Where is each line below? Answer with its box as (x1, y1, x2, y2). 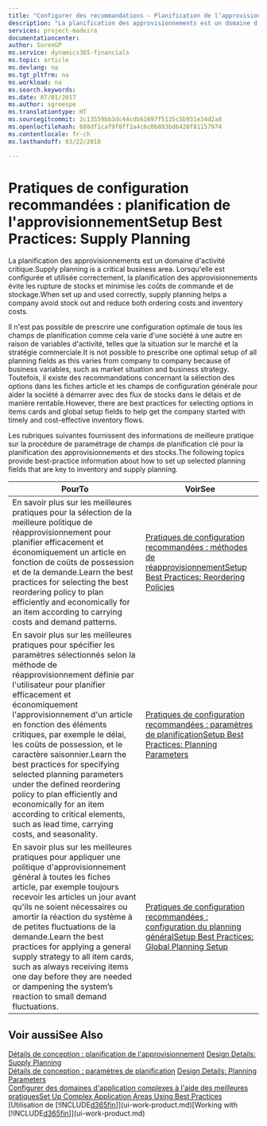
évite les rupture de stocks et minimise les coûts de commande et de (8, 281, 234, 291)
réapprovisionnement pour (12, 527, 112, 538)
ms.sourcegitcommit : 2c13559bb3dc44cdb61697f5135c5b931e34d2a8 (8, 116, 222, 124)
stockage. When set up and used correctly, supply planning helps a (8, 290, 227, 300)
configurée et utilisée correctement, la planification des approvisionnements (8, 273, 258, 283)
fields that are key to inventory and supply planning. (8, 465, 179, 474)
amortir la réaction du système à (12, 912, 133, 923)
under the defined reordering (12, 779, 121, 790)
